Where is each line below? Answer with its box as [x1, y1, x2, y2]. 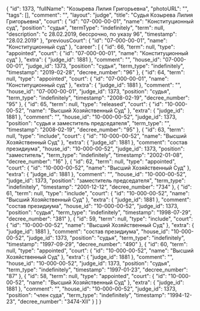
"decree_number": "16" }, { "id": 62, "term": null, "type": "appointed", [6, 158, 177, 165]
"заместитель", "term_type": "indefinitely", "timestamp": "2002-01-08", [6, 152, 183, 158]
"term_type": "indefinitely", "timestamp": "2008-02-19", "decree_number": [6, 94, 190, 101]
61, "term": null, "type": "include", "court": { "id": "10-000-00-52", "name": [6, 190, 190, 197]
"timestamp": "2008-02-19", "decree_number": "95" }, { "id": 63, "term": [6, 126, 186, 133]
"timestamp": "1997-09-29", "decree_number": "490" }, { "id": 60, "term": [6, 241, 188, 247]
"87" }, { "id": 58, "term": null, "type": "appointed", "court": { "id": [6, 273, 167, 279]
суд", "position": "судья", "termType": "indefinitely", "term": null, [6, 24, 165, 31]
